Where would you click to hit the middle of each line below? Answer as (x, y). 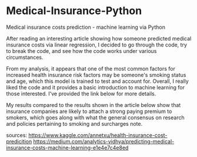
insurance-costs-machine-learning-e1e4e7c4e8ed (67, 148)
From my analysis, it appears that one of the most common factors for (91, 68)
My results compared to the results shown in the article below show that (94, 105)
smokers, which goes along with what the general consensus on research (95, 117)
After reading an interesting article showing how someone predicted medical (99, 38)
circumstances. (25, 57)
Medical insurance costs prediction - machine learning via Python (86, 27)
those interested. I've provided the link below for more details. (81, 93)
